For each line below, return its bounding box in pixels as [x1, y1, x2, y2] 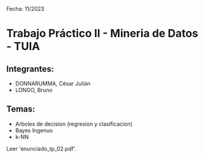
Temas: [6, 104, 35, 115]
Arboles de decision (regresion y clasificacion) [15, 120, 133, 127]
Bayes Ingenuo [15, 126, 53, 134]
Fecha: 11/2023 [6, 5, 45, 12]
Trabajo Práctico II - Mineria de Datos [6, 27, 199, 40]
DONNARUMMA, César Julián [15, 80, 90, 87]
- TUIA [6, 40, 40, 54]
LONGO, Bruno [15, 87, 53, 93]
